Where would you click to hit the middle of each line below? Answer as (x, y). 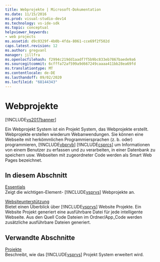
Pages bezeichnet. (24, 160)
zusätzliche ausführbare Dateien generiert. (48, 223)
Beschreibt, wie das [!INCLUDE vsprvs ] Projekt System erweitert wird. (75, 255)
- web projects (20, 37)
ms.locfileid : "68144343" (31, 82)
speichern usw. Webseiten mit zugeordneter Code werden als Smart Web (79, 155)
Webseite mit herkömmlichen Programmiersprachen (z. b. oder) (69, 139)
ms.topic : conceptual (27, 28)
